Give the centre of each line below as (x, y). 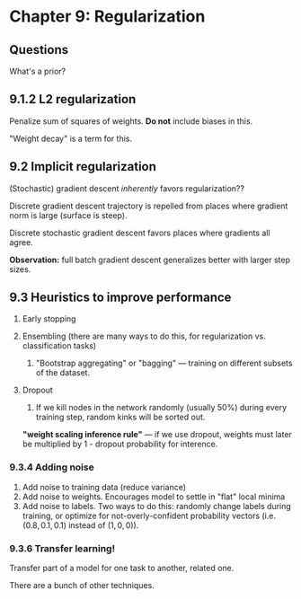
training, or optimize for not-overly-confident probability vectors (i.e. (149, 515)
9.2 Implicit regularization (83, 167)
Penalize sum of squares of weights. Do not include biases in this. (131, 121)
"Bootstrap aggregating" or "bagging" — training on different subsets (164, 363)
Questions (39, 50)
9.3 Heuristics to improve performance (120, 298)
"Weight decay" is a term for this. (71, 138)
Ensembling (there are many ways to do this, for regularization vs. (144, 336)
